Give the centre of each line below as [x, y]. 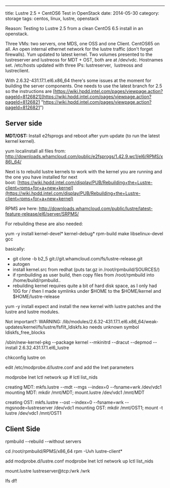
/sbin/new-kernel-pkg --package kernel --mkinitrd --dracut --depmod [78, 342]
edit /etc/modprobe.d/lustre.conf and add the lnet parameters [70, 367]
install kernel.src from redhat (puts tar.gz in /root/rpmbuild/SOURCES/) [86, 269]
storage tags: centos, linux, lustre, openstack [52, 19]
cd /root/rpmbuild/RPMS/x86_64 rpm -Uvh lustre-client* [64, 451]
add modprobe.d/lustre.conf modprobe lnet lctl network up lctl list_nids [79, 461]
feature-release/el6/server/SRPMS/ [42, 213]
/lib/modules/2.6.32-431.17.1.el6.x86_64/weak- [110, 321]
